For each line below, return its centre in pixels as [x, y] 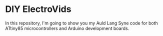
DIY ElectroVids [38, 9]
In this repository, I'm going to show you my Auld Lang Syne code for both [82, 23]
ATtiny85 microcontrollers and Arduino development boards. [67, 28]
